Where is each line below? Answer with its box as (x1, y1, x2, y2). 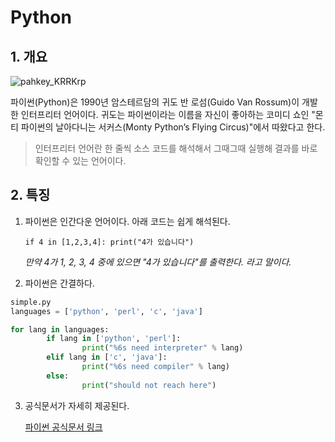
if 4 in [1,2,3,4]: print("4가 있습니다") (24, 237, 195, 247)
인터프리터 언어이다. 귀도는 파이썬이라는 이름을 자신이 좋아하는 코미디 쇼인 (20, 109, 310, 120)
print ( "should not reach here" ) (81, 380, 217, 390)
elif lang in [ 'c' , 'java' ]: (46, 352, 168, 363)
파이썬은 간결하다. (24, 277, 95, 289)
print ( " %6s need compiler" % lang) (81, 362, 230, 372)
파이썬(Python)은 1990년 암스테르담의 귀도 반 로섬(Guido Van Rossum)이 (10, 96, 300, 108)
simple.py (10, 297, 52, 307)
